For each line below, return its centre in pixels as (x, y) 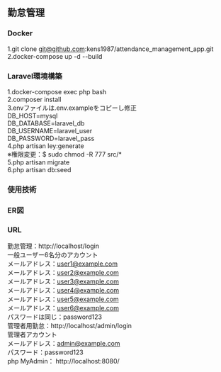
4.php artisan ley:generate (46, 146)
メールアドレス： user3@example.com (63, 281)
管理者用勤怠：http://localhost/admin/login (70, 326)
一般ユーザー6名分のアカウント (53, 255)
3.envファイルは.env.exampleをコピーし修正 (72, 108)
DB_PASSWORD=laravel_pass (51, 138)
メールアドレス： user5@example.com (63, 299)
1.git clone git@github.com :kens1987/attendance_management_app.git (110, 49)
